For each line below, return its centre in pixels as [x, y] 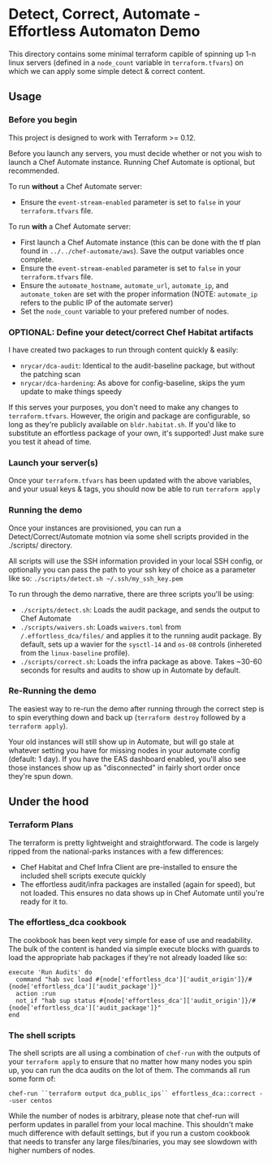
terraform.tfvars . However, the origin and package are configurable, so [130, 416]
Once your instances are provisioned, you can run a [95, 528]
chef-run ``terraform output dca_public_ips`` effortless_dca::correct [132, 1094]
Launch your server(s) [54, 462]
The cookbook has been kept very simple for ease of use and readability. [131, 940]
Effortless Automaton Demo [104, 31]
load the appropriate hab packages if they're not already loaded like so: [128, 957]
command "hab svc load [54, 979]
